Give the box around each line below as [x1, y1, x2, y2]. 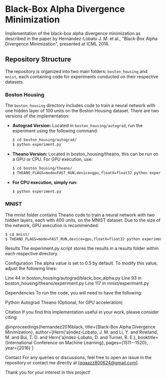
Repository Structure [5, 55, 72, 64]
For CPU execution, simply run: [12, 179, 78, 185]
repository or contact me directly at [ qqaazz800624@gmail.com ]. [5, 360, 139, 366]
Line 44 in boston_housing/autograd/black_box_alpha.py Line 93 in [5, 275, 142, 281]
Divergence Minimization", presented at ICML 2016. [5, 41, 110, 47]
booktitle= [137, 334, 159, 340]
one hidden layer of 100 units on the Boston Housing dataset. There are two [5, 108, 159, 114]
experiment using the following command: [12, 128, 98, 134]
